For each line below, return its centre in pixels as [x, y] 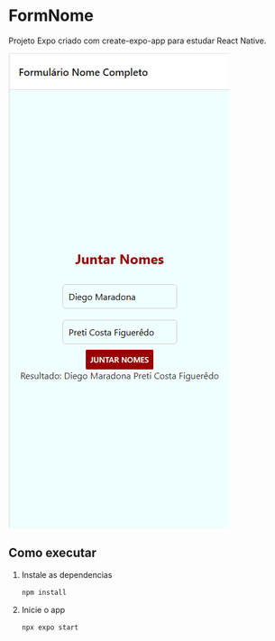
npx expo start [50, 627]
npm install [44, 592]
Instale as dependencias [67, 574]
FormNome [51, 16]
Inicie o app [43, 609]
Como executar [52, 553]
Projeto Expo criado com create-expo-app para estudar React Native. [137, 41]
